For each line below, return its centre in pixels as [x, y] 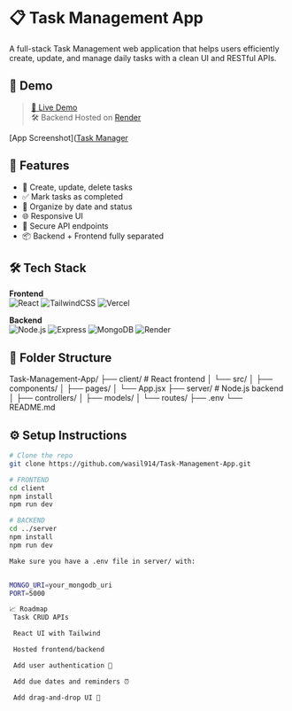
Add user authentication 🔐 [63, 665]
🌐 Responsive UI [53, 215]
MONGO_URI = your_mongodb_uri [61, 585]
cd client [27, 488]
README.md [32, 407]
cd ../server [33, 529]
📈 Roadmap [29, 609]
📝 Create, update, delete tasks [77, 187]
